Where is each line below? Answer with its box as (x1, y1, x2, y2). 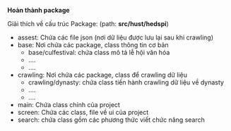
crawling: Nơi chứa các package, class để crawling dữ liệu (17, 70, 187, 79)
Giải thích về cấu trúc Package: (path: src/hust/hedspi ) (7, 20, 170, 27)
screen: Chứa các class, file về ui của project (17, 108, 149, 116)
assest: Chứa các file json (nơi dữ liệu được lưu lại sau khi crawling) (17, 33, 214, 42)
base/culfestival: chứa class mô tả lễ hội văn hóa (28, 49, 170, 56)
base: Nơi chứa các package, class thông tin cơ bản (17, 41, 169, 49)
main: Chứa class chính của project (17, 101, 120, 108)
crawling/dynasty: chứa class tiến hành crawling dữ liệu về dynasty (28, 78, 225, 87)
